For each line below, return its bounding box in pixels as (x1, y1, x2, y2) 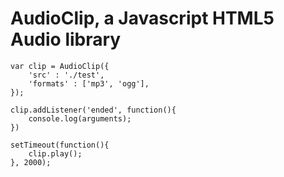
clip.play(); (28, 148, 83, 159)
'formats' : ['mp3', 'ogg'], (28, 78, 150, 89)
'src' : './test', (28, 70, 105, 80)
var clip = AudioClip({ (10, 61, 110, 71)
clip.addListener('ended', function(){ (10, 105, 177, 115)
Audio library (10, 28, 122, 51)
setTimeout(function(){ (10, 140, 110, 150)
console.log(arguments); (28, 113, 132, 124)
